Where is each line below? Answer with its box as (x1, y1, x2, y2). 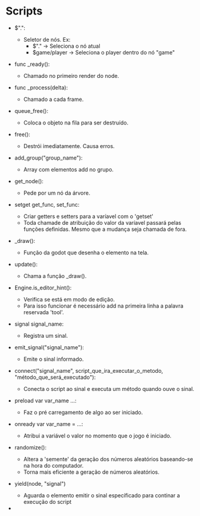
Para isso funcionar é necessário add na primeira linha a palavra (23, 302, 184, 309)
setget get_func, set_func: (14, 201, 80, 208)
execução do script (23, 498, 72, 505)
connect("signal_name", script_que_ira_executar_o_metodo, (14, 367, 164, 374)
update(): (14, 260, 37, 268)
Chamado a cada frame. (23, 95, 84, 103)
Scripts (5, 4, 43, 18)
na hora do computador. (23, 462, 84, 469)
